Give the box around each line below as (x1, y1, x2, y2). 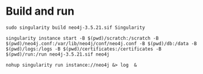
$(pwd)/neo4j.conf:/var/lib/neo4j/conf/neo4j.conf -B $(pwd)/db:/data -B (5, 40, 198, 46)
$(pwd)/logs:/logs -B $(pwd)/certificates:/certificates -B (5, 46, 162, 52)
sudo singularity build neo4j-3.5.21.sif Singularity (5, 24, 146, 31)
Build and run (5, 4, 74, 18)
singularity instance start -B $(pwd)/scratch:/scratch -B (5, 35, 159, 41)
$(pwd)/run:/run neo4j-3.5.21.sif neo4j (5, 51, 110, 57)
